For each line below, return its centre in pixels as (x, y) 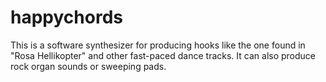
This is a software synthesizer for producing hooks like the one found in (158, 45)
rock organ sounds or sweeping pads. (88, 66)
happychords (66, 17)
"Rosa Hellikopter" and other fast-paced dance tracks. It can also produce (163, 55)
